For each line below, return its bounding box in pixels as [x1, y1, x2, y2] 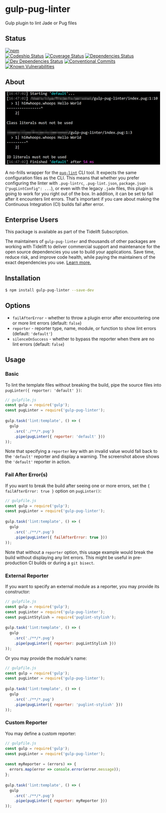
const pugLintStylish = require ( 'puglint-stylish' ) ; [5, 614, 116, 620]
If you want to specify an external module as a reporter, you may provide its [5, 583, 160, 589]
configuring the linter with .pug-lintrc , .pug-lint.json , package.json [5, 180, 146, 186]
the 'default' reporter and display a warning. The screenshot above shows [5, 454, 160, 460]
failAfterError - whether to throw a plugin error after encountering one [12, 314, 160, 320]
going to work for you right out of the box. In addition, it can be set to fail [5, 191, 154, 197]
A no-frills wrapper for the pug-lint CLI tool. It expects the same [5, 169, 137, 175]
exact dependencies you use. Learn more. [5, 260, 92, 266]
